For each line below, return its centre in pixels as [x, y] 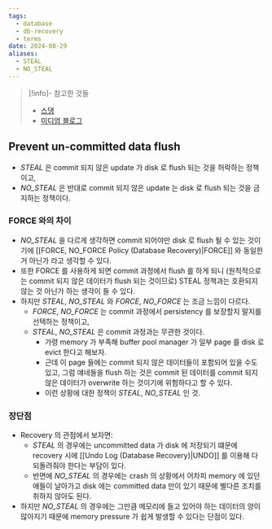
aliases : [23, 54]
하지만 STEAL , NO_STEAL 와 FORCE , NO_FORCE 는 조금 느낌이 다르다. [135, 301]
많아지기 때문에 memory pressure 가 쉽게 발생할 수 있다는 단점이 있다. [132, 517]
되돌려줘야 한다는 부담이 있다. [79, 466]
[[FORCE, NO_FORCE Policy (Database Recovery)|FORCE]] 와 [138, 250]
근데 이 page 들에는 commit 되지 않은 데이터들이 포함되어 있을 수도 [151, 362]
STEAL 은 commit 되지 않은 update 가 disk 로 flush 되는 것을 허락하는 [132, 167]
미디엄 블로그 [61, 120]
